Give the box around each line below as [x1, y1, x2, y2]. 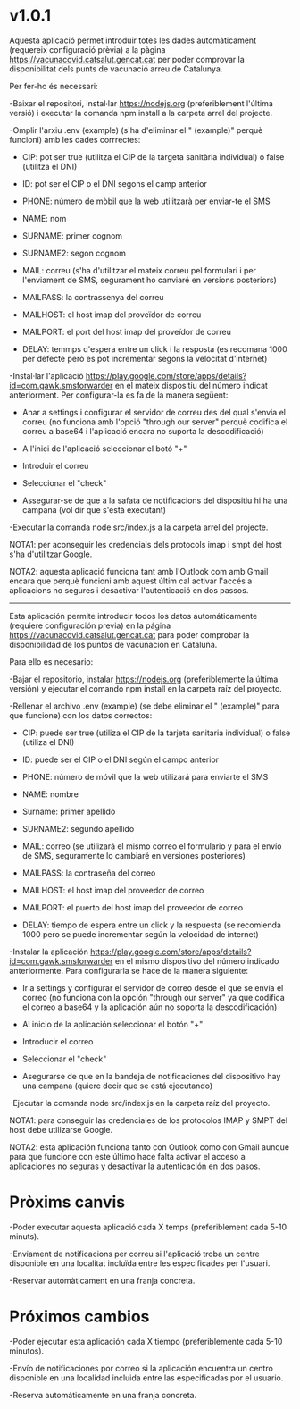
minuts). [9, 1230, 40, 1242]
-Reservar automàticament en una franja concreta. [9, 1275, 196, 1286]
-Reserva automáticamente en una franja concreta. [9, 1389, 197, 1400]
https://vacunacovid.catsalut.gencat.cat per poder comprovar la [9, 54, 246, 64]
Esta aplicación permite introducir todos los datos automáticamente [9, 610, 258, 621]
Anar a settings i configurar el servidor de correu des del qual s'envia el [21, 407, 286, 417]
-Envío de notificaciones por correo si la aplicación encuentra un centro [9, 1363, 274, 1373]
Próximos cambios [9, 1306, 150, 1327]
